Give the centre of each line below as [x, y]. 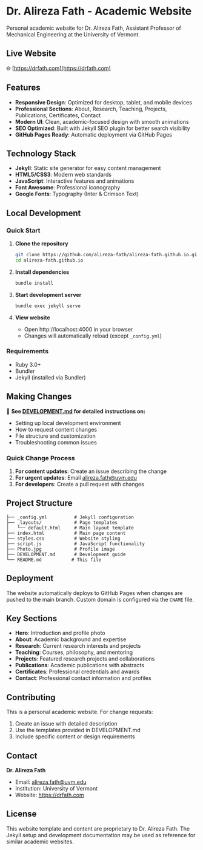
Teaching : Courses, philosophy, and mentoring [74, 652]
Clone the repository [42, 243]
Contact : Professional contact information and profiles [83, 678]
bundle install [34, 283]
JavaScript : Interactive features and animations [75, 181]
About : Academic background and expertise [71, 639]
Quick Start [23, 230]
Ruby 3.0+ [28, 364]
